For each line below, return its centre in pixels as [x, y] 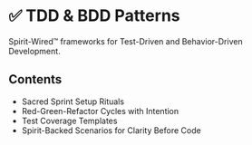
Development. [34, 51]
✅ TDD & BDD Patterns [94, 16]
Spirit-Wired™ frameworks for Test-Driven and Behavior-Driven [126, 41]
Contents [35, 79]
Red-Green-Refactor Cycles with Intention [100, 111]
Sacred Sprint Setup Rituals [73, 101]
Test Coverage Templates [69, 121]
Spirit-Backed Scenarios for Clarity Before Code [111, 130]
